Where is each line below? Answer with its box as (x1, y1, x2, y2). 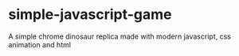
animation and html (8, 39, 72, 49)
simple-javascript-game (8, 6, 172, 24)
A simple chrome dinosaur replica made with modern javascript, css (8, 32, 231, 41)
